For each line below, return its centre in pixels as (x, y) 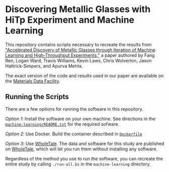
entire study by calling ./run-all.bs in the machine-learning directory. (78, 164)
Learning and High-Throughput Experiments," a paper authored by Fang (80, 55)
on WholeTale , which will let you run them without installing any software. (81, 149)
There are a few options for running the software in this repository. (74, 109)
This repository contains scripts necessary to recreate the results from (79, 44)
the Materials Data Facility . (33, 81)
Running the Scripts (37, 97)
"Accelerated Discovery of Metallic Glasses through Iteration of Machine (80, 50)
